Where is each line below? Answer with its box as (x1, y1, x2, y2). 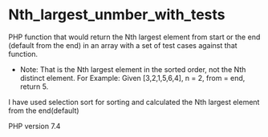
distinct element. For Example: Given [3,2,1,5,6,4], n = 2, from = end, (19, 73, 246, 83)
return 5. (19, 82, 49, 91)
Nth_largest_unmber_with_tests (8, 6, 226, 24)
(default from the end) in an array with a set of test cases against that (8, 40, 238, 50)
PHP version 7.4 (8, 121, 61, 131)
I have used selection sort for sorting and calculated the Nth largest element (8, 97, 260, 107)
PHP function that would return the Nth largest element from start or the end (8, 32, 261, 42)
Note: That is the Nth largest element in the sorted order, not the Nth (19, 64, 246, 74)
